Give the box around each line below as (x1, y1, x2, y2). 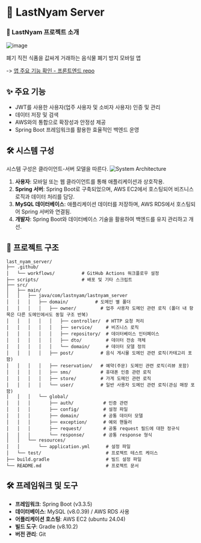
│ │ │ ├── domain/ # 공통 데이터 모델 (6, 413, 143, 419)
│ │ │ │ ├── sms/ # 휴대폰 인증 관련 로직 (6, 369, 152, 375)
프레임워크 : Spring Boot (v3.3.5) (14, 500, 93, 508)
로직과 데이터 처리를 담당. (14, 193, 75, 200)
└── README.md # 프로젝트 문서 (6, 462, 139, 468)
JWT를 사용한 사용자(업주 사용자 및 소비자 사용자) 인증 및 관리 (14, 103, 161, 111)
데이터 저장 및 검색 (14, 111, 59, 118)
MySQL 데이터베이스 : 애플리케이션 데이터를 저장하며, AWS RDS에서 (14, 201, 175, 208)
